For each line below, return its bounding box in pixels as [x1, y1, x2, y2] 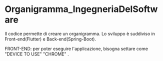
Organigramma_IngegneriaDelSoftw [4, 3, 158, 15]
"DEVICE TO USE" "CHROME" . [4, 51, 69, 57]
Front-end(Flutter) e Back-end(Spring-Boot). [4, 36, 96, 42]
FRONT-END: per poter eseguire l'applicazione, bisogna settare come [4, 45, 148, 51]
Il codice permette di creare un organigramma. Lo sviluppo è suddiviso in [4, 30, 155, 36]
